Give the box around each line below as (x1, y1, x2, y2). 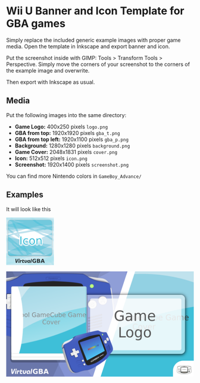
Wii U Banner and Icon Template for (6, 4, 185, 18)
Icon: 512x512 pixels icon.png (14, 155, 87, 162)
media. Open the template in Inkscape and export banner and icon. (6, 43, 170, 50)
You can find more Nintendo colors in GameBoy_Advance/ (6, 172, 142, 180)
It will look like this (6, 205, 51, 212)
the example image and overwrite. (6, 67, 90, 74)
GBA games (6, 17, 65, 30)
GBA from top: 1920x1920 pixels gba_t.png (14, 129, 120, 136)
